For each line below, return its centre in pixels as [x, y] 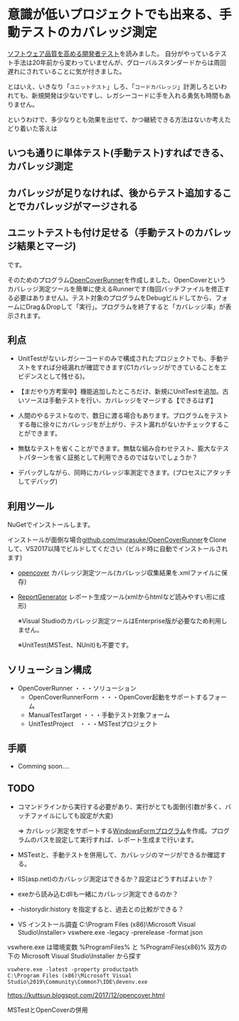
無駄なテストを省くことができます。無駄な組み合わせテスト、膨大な [117, 448]
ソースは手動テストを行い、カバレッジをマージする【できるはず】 [120, 401]
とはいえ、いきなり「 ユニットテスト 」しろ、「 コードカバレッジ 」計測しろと [111, 86]
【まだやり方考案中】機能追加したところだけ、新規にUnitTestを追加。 [120, 391]
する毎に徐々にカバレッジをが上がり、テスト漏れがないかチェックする [121, 424]
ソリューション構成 [49, 670]
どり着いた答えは [32, 128]
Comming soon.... [43, 766]
